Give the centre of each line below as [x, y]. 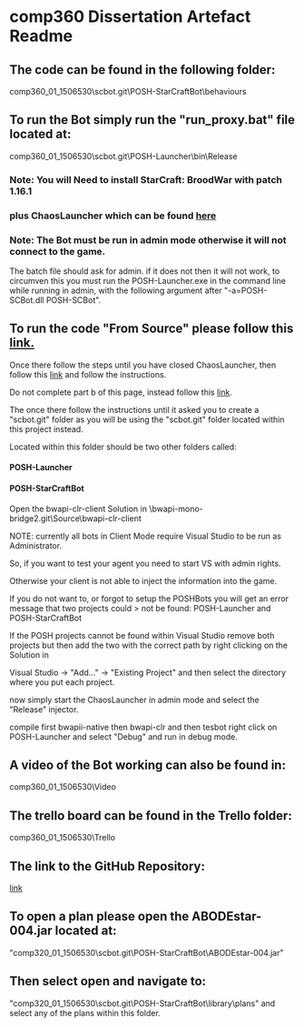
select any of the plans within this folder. [85, 1012]
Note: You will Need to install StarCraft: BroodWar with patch [146, 179]
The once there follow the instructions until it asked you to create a [134, 409]
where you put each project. [62, 682]
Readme [41, 36]
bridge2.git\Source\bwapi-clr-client [76, 518]
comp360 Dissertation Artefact [130, 17]
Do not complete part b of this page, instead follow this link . [121, 392]
